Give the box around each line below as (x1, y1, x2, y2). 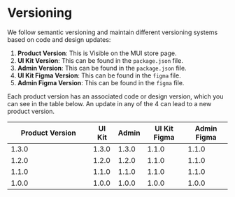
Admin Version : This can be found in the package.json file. (17, 64, 187, 72)
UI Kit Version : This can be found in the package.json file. (17, 56, 183, 64)
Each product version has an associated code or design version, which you (7, 92, 224, 101)
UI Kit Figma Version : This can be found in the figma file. (17, 71, 181, 80)
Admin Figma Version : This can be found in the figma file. (17, 78, 185, 87)
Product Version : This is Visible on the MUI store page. (17, 49, 177, 57)
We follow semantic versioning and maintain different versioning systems (7, 28, 218, 36)
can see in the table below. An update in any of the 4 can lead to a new (7, 99, 212, 108)
